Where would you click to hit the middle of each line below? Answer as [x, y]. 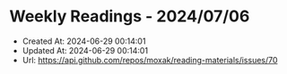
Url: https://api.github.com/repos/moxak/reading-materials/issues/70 [150, 60]
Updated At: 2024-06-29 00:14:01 [85, 50]
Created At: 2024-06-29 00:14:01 [84, 41]
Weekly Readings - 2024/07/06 [130, 16]
